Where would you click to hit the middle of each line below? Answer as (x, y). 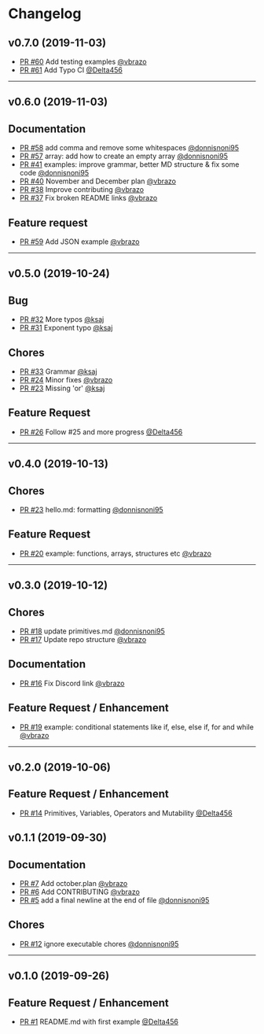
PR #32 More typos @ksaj (62, 319)
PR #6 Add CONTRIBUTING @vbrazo (79, 892)
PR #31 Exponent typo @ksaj (66, 328)
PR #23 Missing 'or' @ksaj (62, 388)
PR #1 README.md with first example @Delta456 (99, 1022)
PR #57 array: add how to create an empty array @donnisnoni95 (124, 156)
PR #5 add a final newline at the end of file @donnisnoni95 (114, 900)
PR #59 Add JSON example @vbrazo (79, 242)
